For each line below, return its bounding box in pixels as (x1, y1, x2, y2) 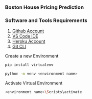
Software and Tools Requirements (5, 17, 88, 23)
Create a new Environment (5, 53, 59, 59)
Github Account (12, 28, 44, 34)
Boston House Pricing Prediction (5, 4, 84, 11)
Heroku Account (12, 39, 46, 44)
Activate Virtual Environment (5, 80, 63, 86)
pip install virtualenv (5, 62, 54, 67)
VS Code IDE (12, 33, 38, 39)
